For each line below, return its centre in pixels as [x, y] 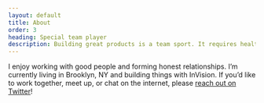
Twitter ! [20, 91]
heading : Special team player [58, 37]
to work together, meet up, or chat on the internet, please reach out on [122, 83]
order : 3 [22, 30]
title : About [29, 23]
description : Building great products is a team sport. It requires [123, 44]
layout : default [35, 15]
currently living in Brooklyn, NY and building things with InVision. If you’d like [132, 75]
